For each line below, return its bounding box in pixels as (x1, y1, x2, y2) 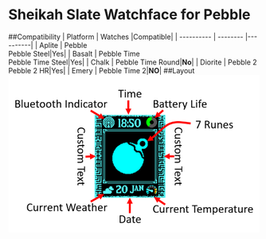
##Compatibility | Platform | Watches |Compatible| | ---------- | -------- (8, 32, 244, 41)
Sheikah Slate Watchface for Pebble (8, 6, 251, 24)
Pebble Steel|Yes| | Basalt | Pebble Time (8, 49, 141, 58)
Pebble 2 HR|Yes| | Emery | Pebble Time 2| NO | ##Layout (8, 65, 195, 75)
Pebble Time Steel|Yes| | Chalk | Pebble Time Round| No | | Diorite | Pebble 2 (8, 57, 257, 67)
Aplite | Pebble (39, 40, 88, 49)
